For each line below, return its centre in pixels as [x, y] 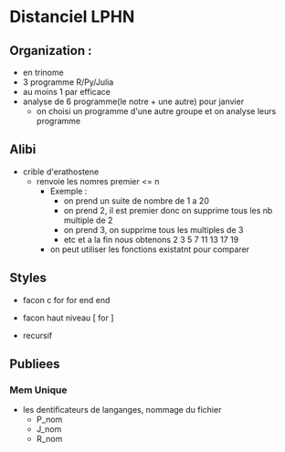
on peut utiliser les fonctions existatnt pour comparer [149, 249]
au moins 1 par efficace [67, 92]
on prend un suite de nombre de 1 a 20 [137, 200]
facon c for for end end [66, 300]
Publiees [35, 364]
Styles [28, 278]
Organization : [51, 51]
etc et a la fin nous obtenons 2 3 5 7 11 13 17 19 [151, 239]
